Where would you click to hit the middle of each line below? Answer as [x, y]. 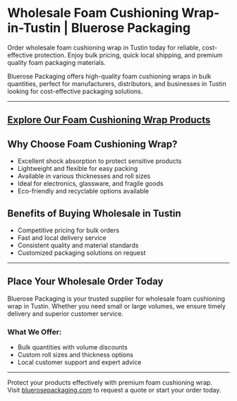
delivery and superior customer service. [65, 313]
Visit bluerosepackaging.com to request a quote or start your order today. [114, 390]
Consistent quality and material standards [78, 245]
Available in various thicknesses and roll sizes [84, 176]
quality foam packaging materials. [56, 62]
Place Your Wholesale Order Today [85, 281]
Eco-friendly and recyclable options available [83, 191]
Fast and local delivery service [62, 237]
